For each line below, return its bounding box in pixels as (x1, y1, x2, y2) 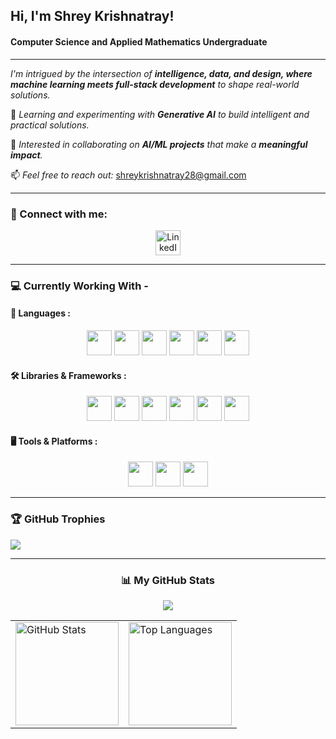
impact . (10, 149, 43, 161)
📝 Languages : (10, 307, 71, 319)
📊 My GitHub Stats (120, 573, 216, 587)
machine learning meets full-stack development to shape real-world (10, 78, 300, 90)
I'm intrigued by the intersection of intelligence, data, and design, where (10, 67, 313, 79)
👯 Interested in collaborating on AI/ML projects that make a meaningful (10, 138, 308, 150)
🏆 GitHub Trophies (10, 512, 106, 526)
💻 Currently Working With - (10, 279, 149, 293)
